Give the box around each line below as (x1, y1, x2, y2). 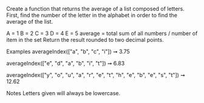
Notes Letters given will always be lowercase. (6, 90, 120, 96)
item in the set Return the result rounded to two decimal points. (6, 36, 164, 43)
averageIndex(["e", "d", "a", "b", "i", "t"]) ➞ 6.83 (6, 60, 125, 67)
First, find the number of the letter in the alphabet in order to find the (6, 12, 178, 19)
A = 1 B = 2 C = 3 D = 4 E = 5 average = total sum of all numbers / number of (6, 30, 198, 37)
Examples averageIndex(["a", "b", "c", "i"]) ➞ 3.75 (6, 48, 131, 55)
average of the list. (6, 18, 53, 25)
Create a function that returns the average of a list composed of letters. (6, 5, 185, 12)
